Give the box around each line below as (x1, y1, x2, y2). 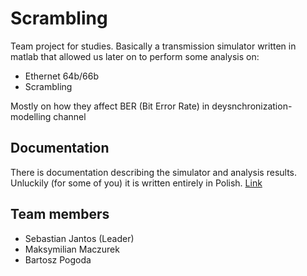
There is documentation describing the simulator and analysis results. (10, 166, 298, 178)
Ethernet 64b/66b (24, 70, 99, 82)
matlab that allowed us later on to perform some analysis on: (10, 50, 260, 62)
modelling (10, 110, 52, 122)
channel (53, 110, 87, 122)
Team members (10, 206, 110, 223)
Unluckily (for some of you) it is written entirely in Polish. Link (10, 177, 263, 189)
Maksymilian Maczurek (24, 243, 120, 255)
